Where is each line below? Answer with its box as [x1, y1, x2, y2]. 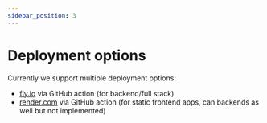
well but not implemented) [18, 105, 106, 115]
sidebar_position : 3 [7, 11, 77, 20]
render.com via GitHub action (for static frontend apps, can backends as [18, 97, 259, 107]
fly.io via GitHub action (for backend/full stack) [18, 88, 175, 98]
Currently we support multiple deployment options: [7, 73, 176, 83]
